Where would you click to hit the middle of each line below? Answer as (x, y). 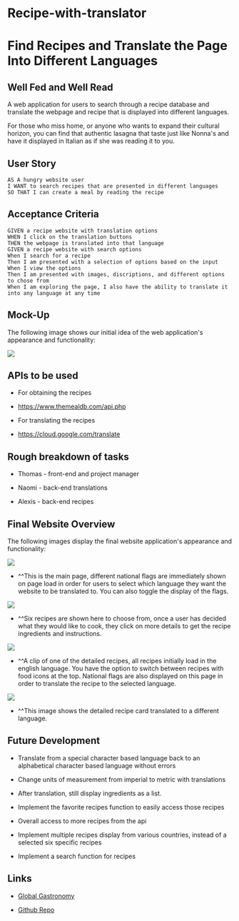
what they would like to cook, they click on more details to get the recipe (124, 626)
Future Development (54, 741)
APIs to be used (43, 376)
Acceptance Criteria (53, 215)
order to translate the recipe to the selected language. (97, 684)
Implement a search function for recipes (77, 856)
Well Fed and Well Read (60, 87)
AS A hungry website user (46, 180)
